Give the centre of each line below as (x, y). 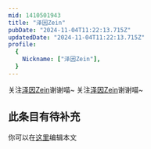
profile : (22, 45)
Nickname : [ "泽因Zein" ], (61, 60)
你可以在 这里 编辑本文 (42, 137)
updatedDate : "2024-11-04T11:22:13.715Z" (77, 37)
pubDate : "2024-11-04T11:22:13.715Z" (70, 30)
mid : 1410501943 (34, 15)
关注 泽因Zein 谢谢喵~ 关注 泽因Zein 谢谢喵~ (75, 89)
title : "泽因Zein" (37, 23)
